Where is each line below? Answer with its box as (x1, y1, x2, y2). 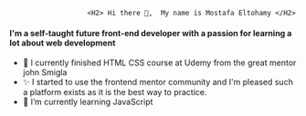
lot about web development (9, 37, 116, 48)
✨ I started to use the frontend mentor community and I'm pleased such (22, 77, 294, 88)
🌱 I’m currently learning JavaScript (22, 96, 153, 108)
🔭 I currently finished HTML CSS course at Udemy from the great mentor (22, 57, 297, 68)
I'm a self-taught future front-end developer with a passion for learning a (9, 27, 292, 38)
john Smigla (22, 67, 68, 78)
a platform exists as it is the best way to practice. (22, 87, 207, 98)
